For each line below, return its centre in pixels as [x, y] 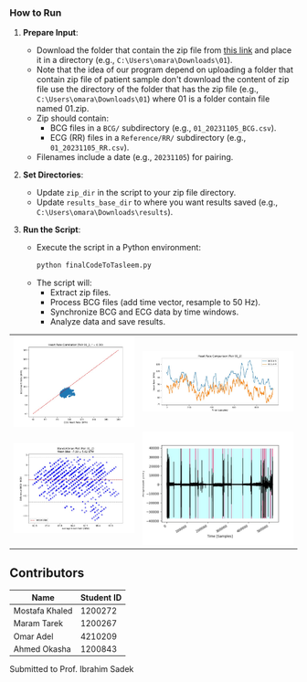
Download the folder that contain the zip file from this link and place [164, 50]
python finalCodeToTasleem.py [94, 266]
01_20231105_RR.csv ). [90, 147]
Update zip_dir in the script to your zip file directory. [136, 193]
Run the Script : [52, 229]
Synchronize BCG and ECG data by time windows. [144, 312]
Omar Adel [33, 636]
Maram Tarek [38, 623]
